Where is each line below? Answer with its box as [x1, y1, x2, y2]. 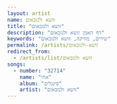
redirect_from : [7, 49, 51, 55]
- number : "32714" [13, 67, 67, 74]
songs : [7, 61, 26, 68]
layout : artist [7, 10, 51, 17]
